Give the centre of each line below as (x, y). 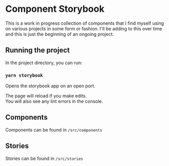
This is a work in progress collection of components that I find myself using (85, 23)
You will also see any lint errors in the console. (54, 101)
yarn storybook (24, 75)
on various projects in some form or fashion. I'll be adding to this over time (84, 28)
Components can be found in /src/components (54, 130)
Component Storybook (55, 9)
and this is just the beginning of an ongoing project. (60, 34)
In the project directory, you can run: (44, 63)
